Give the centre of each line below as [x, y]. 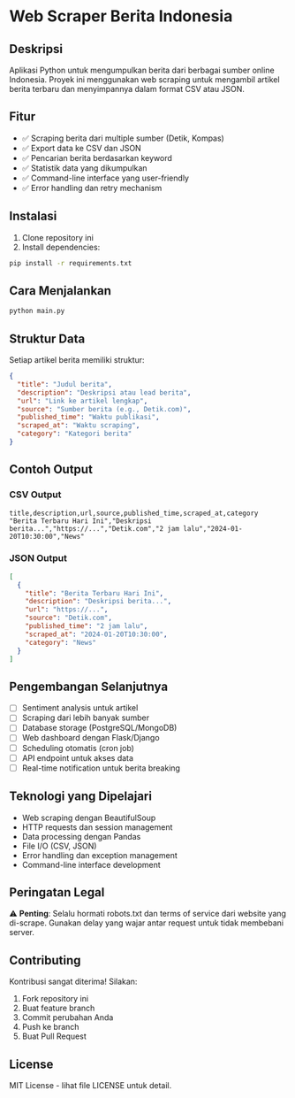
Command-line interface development [91, 864]
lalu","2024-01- [212, 528]
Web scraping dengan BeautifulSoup [89, 818]
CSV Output [35, 495]
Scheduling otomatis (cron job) [78, 748]
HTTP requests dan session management [97, 827]
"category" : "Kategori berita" [75, 434]
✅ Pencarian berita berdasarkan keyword [97, 157]
